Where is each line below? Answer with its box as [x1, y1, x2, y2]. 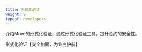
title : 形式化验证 [5, 7, 40, 12]
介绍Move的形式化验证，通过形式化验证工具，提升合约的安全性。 [5, 31, 140, 37]
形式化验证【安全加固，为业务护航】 [5, 41, 80, 47]
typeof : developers [5, 16, 46, 21]
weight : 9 [5, 12, 26, 17]
